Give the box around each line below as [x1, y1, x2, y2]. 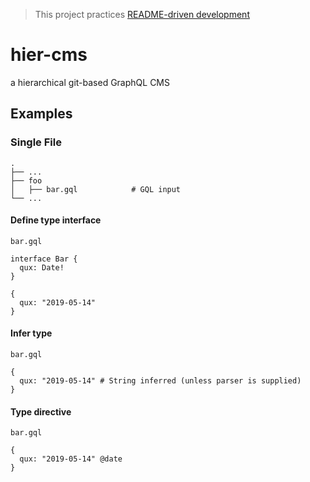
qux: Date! [19, 262, 65, 273]
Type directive [10, 405, 72, 418]
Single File [10, 135, 62, 149]
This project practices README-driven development [34, 9, 250, 20]
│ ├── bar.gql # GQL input [10, 184, 182, 194]
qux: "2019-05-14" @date [19, 454, 123, 464]
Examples [10, 105, 73, 123]
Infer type [10, 327, 53, 339]
